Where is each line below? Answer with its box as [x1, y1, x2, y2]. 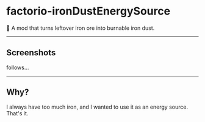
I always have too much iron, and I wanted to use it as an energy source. [6, 103, 188, 110]
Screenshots [6, 47, 56, 58]
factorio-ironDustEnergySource [6, 4, 171, 18]
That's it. [6, 109, 29, 117]
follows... [6, 64, 29, 71]
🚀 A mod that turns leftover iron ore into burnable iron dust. [6, 24, 155, 32]
